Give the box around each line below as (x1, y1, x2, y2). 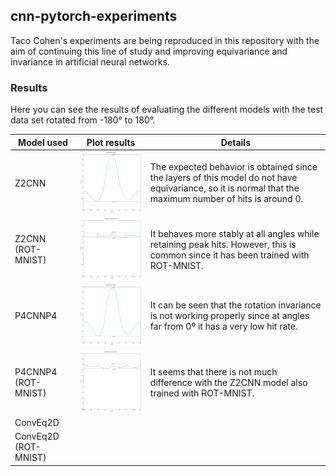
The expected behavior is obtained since (149, 161, 318, 173)
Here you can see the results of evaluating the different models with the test (10, 104, 324, 116)
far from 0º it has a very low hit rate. (149, 320, 298, 333)
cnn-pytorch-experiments (10, 8, 178, 25)
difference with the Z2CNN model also (149, 376, 308, 388)
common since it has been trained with (149, 249, 310, 261)
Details (220, 136, 251, 148)
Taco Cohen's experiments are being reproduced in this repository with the (10, 34, 320, 46)
